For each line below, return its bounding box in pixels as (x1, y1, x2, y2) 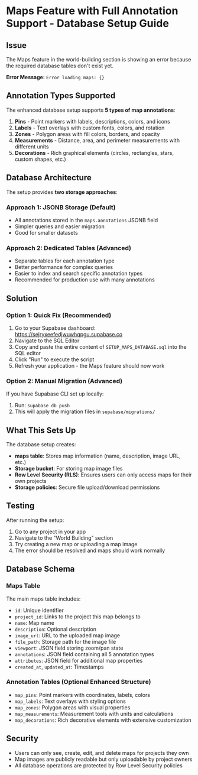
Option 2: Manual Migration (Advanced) (6, 377, 123, 385)
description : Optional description (14, 625, 96, 633)
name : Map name (14, 619, 54, 626)
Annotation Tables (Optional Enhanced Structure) (6, 678, 151, 686)
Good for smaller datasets (14, 229, 78, 236)
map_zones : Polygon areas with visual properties (14, 703, 131, 711)
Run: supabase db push (14, 402, 70, 409)
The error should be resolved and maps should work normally (14, 547, 165, 554)
